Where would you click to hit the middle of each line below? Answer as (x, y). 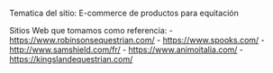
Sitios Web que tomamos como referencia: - (91, 30)
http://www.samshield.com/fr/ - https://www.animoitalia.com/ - (127, 50)
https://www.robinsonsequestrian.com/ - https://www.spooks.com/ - (137, 40)
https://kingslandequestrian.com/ (71, 59)
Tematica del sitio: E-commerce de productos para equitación (124, 13)
